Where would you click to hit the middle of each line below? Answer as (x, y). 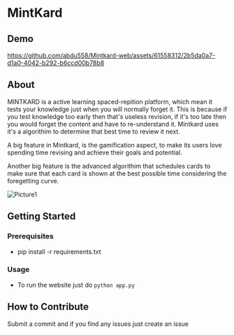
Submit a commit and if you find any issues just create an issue (98, 324)
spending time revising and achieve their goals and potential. (95, 152)
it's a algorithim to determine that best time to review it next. (94, 131)
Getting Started (42, 216)
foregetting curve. (33, 180)
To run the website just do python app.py (76, 285)
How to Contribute (48, 307)
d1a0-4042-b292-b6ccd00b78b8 (56, 63)
